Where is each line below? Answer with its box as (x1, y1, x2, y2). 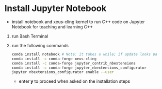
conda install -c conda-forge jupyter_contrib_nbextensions (11, 61, 136, 65)
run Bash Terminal (11, 33, 48, 39)
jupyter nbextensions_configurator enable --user (11, 70, 114, 75)
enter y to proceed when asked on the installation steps (18, 78, 130, 84)
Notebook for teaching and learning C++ (11, 24, 93, 29)
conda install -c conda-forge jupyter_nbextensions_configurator (11, 65, 146, 70)
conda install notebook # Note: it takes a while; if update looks (11, 51, 151, 57)
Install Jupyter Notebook (4, 3, 107, 14)
